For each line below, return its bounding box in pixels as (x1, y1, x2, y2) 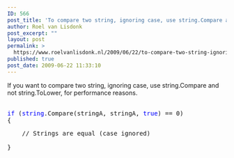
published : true (7, 56, 54, 63)
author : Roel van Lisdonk (7, 23, 82, 30)
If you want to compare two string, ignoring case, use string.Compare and (7, 81, 219, 89)
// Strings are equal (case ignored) (22, 129, 151, 137)
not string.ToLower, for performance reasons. (7, 88, 138, 97)
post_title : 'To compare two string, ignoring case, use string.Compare (7, 17, 223, 24)
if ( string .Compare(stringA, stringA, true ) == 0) (7, 109, 184, 117)
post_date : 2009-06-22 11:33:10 (7, 62, 101, 69)
